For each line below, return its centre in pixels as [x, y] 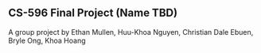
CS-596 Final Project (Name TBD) [93, 13]
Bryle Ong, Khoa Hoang [47, 40]
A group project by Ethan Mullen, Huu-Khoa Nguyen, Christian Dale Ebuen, [131, 32]
